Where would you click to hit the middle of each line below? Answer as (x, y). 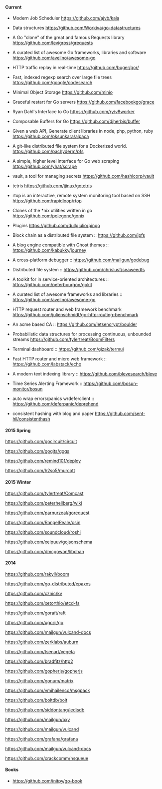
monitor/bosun (27, 389)
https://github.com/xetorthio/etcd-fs (42, 603)
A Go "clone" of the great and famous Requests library (68, 38)
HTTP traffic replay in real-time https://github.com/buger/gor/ (76, 68)
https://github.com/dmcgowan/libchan (45, 551)
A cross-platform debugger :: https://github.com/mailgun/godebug (81, 260)
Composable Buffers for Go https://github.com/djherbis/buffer (76, 121)
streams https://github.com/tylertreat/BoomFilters (64, 339)
